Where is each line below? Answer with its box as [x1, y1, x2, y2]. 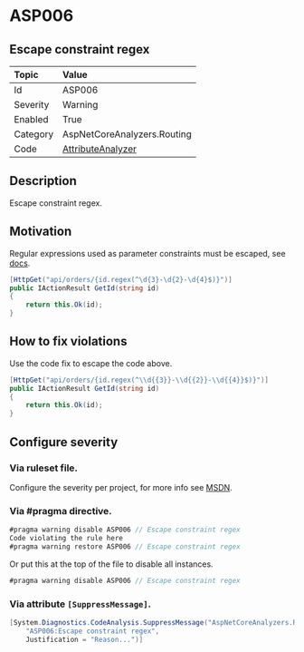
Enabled [14, 113, 49, 125]
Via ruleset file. [9, 462, 79, 474]
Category [14, 128, 54, 141]
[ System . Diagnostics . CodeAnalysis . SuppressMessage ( [9, 618, 208, 627]
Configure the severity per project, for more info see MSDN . [9, 482, 233, 492]
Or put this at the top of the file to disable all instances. [9, 559, 214, 569]
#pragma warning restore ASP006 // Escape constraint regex [9, 541, 242, 551]
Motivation [9, 224, 72, 239]
